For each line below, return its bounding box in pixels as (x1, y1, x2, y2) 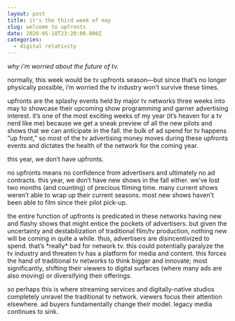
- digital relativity (13, 43, 77, 50)
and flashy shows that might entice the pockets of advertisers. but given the (7, 219, 227, 228)
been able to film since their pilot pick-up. (7, 198, 128, 207)
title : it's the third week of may (7, 17, 112, 24)
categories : (7, 36, 42, 43)
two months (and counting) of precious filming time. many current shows (7, 184, 218, 191)
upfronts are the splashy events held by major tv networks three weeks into (7, 97, 226, 105)
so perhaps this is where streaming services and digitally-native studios (7, 285, 215, 293)
